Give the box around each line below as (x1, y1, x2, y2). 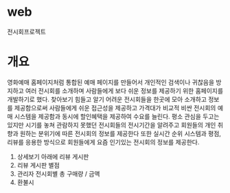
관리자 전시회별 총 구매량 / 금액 (16, 169, 100, 178)
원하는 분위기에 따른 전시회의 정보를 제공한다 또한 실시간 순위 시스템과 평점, (19, 129, 222, 138)
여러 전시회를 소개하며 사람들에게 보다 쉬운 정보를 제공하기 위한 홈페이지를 (25, 86, 224, 94)
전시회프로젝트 (7, 27, 47, 36)
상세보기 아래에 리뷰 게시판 (16, 152, 89, 161)
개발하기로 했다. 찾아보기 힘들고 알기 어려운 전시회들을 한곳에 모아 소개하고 (7, 95, 207, 103)
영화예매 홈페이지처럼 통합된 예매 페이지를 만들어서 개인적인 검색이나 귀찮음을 (7, 78, 215, 86)
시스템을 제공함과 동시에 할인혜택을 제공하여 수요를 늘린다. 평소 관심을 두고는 (14, 112, 220, 120)
